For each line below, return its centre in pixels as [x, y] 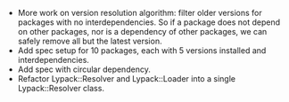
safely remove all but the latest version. [90, 41]
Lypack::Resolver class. [61, 88]
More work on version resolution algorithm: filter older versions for [140, 13]
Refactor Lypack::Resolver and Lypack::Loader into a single [127, 78]
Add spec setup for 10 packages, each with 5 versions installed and [142, 51]
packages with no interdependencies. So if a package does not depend [149, 22]
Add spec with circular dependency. [84, 69]
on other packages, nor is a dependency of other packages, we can [142, 31]
